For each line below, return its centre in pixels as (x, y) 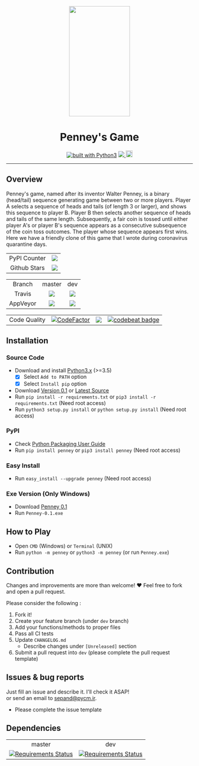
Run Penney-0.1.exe (39, 513)
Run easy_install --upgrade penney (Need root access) (83, 479)
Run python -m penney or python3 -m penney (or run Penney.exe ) (92, 552)
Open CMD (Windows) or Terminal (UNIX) (64, 546)
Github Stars (27, 268)
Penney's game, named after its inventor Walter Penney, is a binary (88, 194)
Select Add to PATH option (55, 377)
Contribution (30, 571)
